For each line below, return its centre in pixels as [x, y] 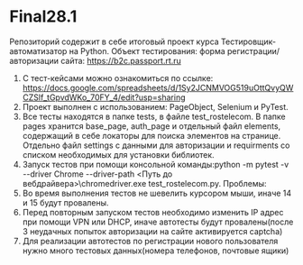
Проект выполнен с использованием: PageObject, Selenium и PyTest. [155, 106]
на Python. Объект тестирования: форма [147, 50]
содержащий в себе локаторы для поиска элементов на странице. [151, 135]
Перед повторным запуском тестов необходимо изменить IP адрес [153, 212]
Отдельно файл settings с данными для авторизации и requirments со [156, 145]
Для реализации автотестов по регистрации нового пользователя [150, 241]
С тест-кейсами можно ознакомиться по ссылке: [118, 78]
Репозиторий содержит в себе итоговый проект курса [114, 41]
